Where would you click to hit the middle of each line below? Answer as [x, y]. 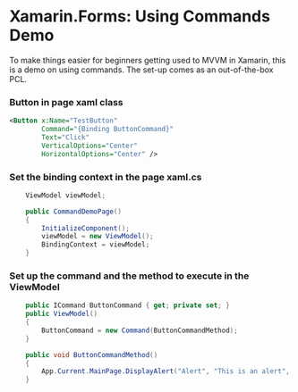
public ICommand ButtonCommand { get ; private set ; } [128, 305]
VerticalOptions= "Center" [90, 146]
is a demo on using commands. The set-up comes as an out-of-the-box [141, 70]
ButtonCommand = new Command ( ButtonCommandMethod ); [140, 330]
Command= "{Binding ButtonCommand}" [108, 129]
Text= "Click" [66, 137]
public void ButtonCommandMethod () [92, 354]
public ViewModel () [62, 314]
